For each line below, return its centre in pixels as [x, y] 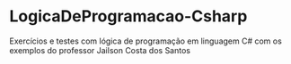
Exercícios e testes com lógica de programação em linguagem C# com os [146, 41]
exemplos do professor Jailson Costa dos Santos [100, 50]
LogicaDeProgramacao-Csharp [128, 16]
